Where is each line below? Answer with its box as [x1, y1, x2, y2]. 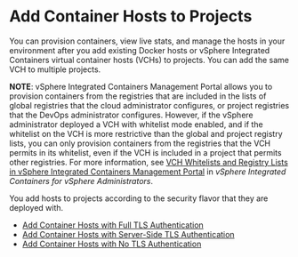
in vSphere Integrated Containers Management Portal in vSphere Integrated [9, 166, 286, 177]
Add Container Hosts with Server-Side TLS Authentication [21, 229, 235, 239]
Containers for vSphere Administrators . [9, 175, 154, 186]
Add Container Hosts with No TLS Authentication [21, 238, 202, 249]
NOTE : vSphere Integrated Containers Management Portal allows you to [9, 81, 273, 92]
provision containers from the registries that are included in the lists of [9, 91, 267, 101]
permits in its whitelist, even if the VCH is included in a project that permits [9, 147, 282, 157]
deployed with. [9, 202, 64, 213]
